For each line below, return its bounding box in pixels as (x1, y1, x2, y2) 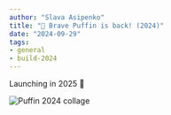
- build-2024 (9, 54, 58, 63)
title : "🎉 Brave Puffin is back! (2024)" (9, 21, 165, 30)
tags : (9, 37, 29, 47)
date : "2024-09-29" (9, 29, 82, 38)
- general (9, 46, 46, 55)
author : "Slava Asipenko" (9, 12, 105, 22)
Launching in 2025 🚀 (9, 79, 85, 88)
